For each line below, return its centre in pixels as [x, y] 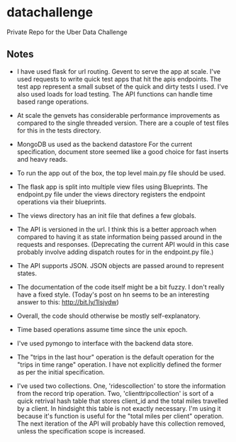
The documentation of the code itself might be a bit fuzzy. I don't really [120, 287]
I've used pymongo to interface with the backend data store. [105, 343]
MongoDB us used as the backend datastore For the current [105, 144]
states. [27, 273]
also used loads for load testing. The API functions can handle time [115, 94]
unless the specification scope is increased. [81, 431]
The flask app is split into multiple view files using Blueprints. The [112, 187]
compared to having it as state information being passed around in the [119, 237]
